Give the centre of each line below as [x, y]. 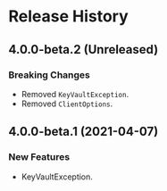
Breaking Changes [50, 75]
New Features [39, 157]
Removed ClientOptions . [67, 104]
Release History [68, 17]
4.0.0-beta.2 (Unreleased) [83, 50]
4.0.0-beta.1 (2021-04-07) [83, 132]
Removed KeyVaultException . [75, 94]
